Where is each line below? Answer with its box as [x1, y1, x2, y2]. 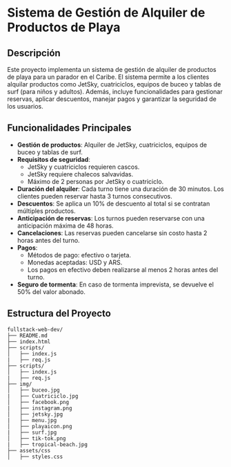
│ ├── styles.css [7, 453, 63, 460]
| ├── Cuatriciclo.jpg [7, 392, 79, 399]
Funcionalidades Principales [7, 122, 132, 134]
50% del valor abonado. [17, 287, 86, 295]
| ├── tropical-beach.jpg [7, 441, 88, 448]
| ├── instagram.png [7, 405, 72, 412]
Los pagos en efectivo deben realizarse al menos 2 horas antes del [27, 265, 219, 274]
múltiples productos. [17, 206, 76, 215]
